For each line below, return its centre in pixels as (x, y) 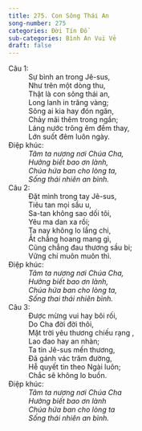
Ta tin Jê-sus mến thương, (72, 350)
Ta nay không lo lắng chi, (70, 230)
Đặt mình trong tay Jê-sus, (73, 197)
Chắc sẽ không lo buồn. (68, 376)
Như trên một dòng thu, (67, 86)
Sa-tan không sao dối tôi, (70, 213)
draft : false (30, 46)
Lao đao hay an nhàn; (64, 341)
